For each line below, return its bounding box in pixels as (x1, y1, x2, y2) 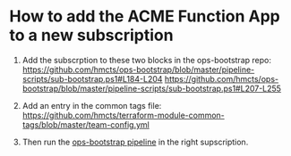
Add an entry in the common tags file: (21, 100, 162, 111)
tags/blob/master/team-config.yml (21, 119, 150, 130)
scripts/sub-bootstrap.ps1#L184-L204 (21, 73, 163, 84)
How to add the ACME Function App (9, 6, 280, 27)
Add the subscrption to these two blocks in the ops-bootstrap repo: (21, 54, 271, 65)
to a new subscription (9, 25, 174, 45)
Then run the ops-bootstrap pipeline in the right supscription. (21, 136, 249, 147)
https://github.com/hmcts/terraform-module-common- (21, 110, 226, 120)
